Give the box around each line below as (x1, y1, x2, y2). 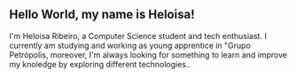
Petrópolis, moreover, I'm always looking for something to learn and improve (9, 49, 288, 60)
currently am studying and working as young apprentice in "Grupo (9, 40, 251, 51)
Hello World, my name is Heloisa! (9, 7, 195, 22)
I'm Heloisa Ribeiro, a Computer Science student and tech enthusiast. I (9, 30, 268, 41)
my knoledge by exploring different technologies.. (9, 58, 191, 69)
